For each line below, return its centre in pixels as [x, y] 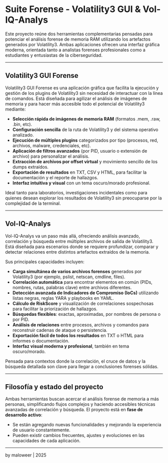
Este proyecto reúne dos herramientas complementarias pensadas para [79, 34]
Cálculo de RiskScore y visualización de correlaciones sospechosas [83, 303]
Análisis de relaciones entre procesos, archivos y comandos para [80, 324]
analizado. [23, 135]
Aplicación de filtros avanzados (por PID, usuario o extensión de [80, 151]
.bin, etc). [22, 124]
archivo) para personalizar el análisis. [51, 156]
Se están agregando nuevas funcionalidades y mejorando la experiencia [87, 425]
